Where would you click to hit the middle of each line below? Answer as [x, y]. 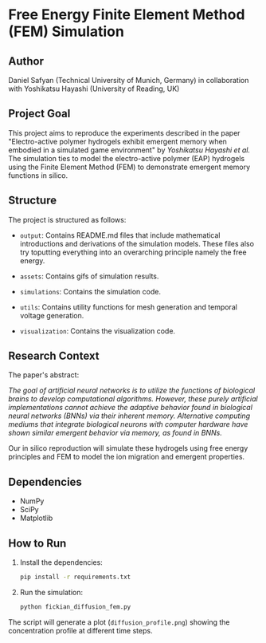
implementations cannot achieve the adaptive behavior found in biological [131, 408]
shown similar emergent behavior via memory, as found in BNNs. [115, 433]
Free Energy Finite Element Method [127, 15]
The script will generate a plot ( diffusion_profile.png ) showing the [119, 622]
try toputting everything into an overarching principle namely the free [133, 252]
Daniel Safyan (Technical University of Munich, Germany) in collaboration [129, 80]
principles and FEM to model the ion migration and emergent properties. [127, 457]
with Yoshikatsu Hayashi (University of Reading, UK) [94, 89]
